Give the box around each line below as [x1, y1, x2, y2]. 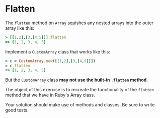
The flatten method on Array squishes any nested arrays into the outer [5, 20, 153, 26]
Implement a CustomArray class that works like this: [5, 48, 111, 54]
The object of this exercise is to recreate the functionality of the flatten [5, 87, 154, 93]
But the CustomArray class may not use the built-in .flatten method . [5, 77, 148, 83]
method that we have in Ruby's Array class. [5, 92, 95, 98]
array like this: [5, 25, 35, 31]
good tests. [5, 107, 29, 113]
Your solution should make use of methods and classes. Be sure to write [5, 102, 155, 108]
